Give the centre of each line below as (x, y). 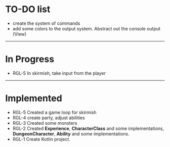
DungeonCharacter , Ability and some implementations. (71, 134)
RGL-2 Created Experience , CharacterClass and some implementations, (88, 128)
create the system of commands (46, 23)
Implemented (34, 98)
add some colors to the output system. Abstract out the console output (87, 28)
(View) (19, 34)
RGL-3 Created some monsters (45, 123)
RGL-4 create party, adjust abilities (49, 118)
